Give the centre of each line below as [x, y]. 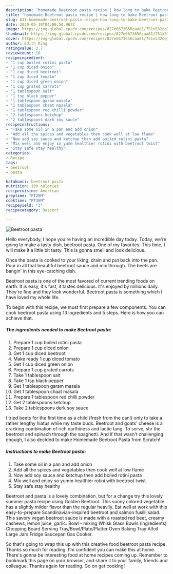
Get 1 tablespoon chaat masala [46, 392]
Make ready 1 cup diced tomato [46, 359]
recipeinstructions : [28, 124]
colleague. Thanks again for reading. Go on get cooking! [65, 566]
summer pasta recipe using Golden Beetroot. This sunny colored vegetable [85, 502]
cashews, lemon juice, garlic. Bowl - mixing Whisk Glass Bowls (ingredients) [86, 523]
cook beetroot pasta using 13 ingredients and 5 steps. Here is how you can [85, 312]
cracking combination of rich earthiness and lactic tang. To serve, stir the [83, 429]
